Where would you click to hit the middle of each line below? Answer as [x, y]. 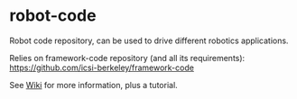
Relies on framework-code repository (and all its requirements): [127, 58]
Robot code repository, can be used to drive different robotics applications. [149, 40]
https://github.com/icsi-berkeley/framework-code [102, 67]
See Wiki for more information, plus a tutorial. [93, 85]
